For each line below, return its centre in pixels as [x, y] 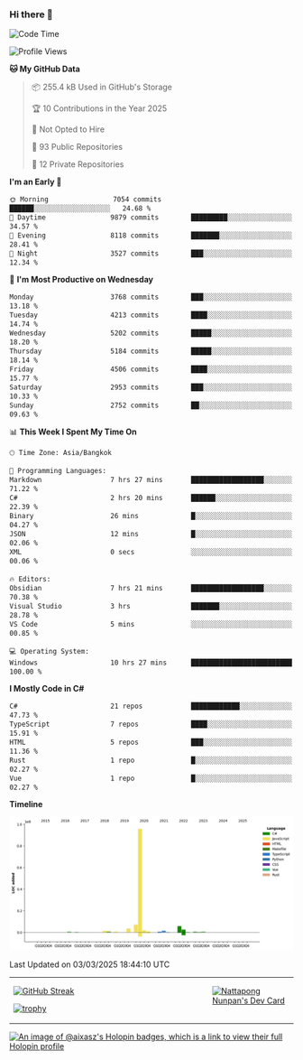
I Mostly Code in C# [47, 689]
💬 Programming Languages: [58, 471]
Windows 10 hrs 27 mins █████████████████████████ [151, 663]
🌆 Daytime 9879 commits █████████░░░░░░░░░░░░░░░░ [151, 218]
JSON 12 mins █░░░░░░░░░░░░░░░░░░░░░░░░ [151, 535]
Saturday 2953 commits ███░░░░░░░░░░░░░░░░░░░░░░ [151, 387]
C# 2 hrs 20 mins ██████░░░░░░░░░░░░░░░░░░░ [151, 498]
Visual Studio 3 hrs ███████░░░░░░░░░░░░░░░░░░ [151, 607]
